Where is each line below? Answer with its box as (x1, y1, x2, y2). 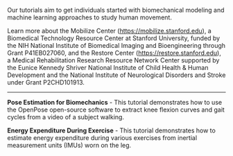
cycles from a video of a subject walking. (7, 113, 125, 121)
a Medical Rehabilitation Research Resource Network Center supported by (7, 56, 220, 64)
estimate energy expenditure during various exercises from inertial (7, 134, 198, 141)
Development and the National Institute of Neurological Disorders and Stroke (7, 71, 226, 79)
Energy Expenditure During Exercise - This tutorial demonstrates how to (7, 126, 216, 135)
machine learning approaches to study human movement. (7, 13, 172, 21)
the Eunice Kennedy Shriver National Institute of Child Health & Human (7, 64, 209, 71)
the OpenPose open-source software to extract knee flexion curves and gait (7, 105, 225, 114)
